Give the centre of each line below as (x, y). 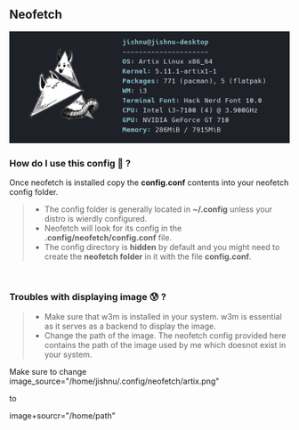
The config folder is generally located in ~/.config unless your (158, 209)
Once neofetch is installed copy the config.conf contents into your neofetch (149, 183)
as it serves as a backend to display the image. (130, 326)
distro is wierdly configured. (96, 219)
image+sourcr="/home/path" (62, 415)
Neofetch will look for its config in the (113, 228)
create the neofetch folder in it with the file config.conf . (148, 256)
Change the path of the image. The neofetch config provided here (165, 335)
